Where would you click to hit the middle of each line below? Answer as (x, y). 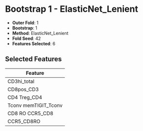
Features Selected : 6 (34, 43)
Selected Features (34, 59)
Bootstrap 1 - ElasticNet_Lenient (72, 9)
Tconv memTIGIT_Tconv (35, 105)
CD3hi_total (21, 81)
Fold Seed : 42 (26, 38)
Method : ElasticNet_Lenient (40, 33)
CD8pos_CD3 (23, 89)
